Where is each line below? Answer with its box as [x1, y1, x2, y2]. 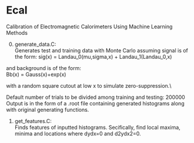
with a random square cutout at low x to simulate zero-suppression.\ [6, 82, 172, 89]
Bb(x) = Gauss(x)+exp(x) [6, 71, 66, 78]
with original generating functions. [6, 106, 89, 113]
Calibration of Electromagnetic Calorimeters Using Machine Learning [6, 23, 173, 30]
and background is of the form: [6, 64, 81, 71]
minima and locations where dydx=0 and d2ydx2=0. [14, 130, 141, 137]
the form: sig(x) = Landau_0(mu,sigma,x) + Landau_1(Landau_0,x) [14, 53, 172, 60]
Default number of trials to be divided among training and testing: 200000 [6, 94, 185, 101]
